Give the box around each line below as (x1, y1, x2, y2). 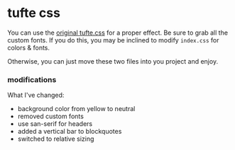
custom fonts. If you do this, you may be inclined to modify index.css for (7, 35, 219, 44)
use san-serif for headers (17, 120, 93, 128)
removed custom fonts (17, 112, 84, 121)
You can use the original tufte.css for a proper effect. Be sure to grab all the (7, 28, 229, 37)
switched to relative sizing (17, 134, 94, 143)
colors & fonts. (7, 43, 50, 52)
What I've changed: (7, 91, 65, 100)
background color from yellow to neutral (17, 105, 136, 113)
